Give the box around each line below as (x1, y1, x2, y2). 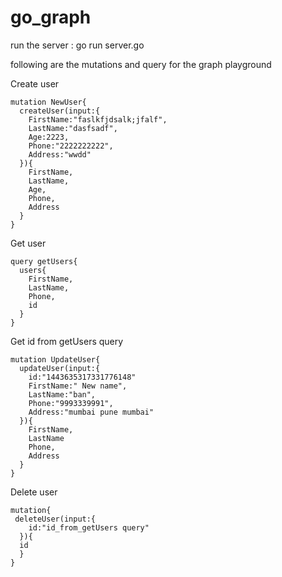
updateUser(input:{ (19, 363, 101, 373)
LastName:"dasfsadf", (28, 123, 118, 133)
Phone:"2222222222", (28, 141, 114, 151)
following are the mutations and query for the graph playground (10, 58, 272, 70)
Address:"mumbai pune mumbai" (28, 407, 155, 417)
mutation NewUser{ (10, 97, 87, 107)
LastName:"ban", (28, 389, 97, 400)
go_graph (10, 6, 92, 29)
